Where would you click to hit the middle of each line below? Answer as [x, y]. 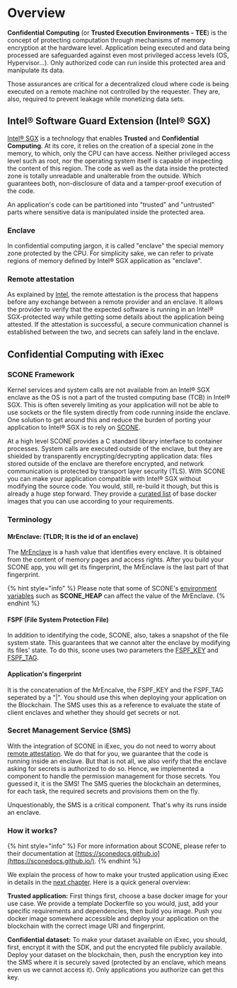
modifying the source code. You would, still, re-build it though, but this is [113, 487]
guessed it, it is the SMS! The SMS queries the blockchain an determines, [114, 784]
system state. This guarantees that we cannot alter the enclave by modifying [119, 643]
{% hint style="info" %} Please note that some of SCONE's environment [112, 588]
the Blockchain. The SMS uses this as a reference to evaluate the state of [114, 704]
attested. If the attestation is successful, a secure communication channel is [118, 325]
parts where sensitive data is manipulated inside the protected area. [106, 212]
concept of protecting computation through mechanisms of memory [106, 40]
